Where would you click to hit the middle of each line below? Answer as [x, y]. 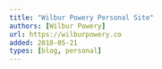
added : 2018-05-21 [43, 43]
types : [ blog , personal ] [55, 51]
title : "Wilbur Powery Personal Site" [81, 17]
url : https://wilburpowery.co [66, 34]
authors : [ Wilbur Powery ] [57, 26]
